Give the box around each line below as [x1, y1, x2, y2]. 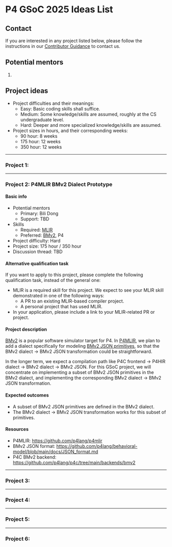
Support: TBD [20, 216, 50, 222]
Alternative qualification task [5, 260, 69, 267]
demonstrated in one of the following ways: [12, 293, 104, 299]
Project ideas [5, 86, 49, 96]
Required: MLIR [20, 227, 53, 233]
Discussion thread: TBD [12, 249, 63, 255]
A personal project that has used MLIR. [20, 304, 102, 310]
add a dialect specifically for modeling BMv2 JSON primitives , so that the [5, 343, 160, 349]
